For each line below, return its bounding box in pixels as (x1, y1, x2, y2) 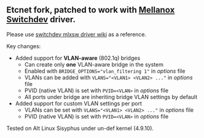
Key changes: (6, 42, 41, 49)
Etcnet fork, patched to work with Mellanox (6, 5, 175, 15)
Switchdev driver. (6, 15, 76, 25)
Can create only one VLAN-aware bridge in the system (24, 60, 164, 68)
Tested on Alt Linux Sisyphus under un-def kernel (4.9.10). (6, 125, 154, 132)
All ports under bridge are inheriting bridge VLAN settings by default (24, 93, 198, 100)
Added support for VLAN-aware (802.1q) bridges (15, 54, 141, 62)
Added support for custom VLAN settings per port (15, 100, 143, 107)
